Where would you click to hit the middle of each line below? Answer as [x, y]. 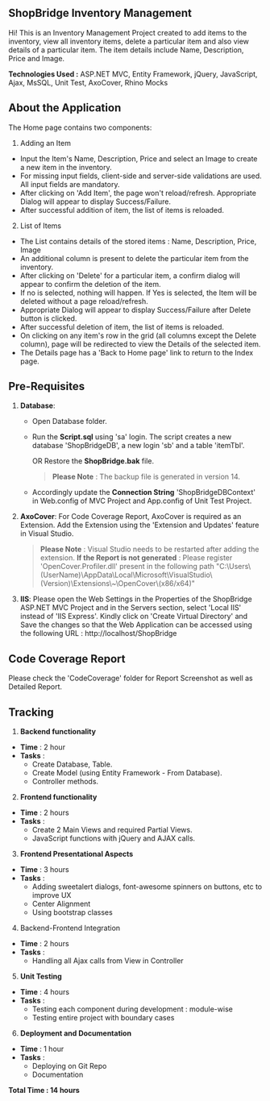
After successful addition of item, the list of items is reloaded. [122, 210]
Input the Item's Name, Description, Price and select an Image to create [139, 158]
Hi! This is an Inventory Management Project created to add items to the [128, 32]
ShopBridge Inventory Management [100, 13]
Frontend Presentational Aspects [77, 854]
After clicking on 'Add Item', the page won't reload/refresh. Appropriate [138, 193]
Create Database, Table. [72, 764]
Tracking [31, 712]
